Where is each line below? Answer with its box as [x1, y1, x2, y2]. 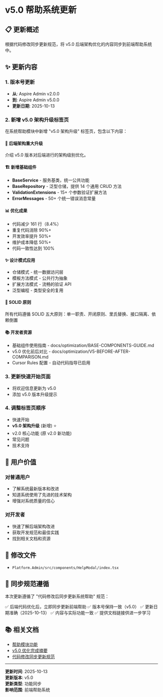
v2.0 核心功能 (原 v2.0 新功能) [12, 430, 72, 436]
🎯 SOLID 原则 [5, 299, 32, 305]
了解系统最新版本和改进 [12, 486, 59, 492]
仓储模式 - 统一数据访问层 [12, 269, 64, 275]
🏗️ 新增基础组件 [5, 164, 37, 170]
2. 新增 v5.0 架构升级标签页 [5, 116, 69, 123]
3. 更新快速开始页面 [5, 373, 51, 380]
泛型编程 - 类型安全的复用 [12, 287, 64, 293]
